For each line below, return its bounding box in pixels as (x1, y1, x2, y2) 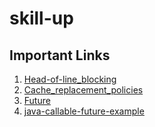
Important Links (9, 47, 111, 64)
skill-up (9, 7, 74, 30)
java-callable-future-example (23, 105, 145, 117)
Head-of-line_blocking (23, 73, 117, 85)
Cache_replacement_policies (23, 84, 144, 96)
